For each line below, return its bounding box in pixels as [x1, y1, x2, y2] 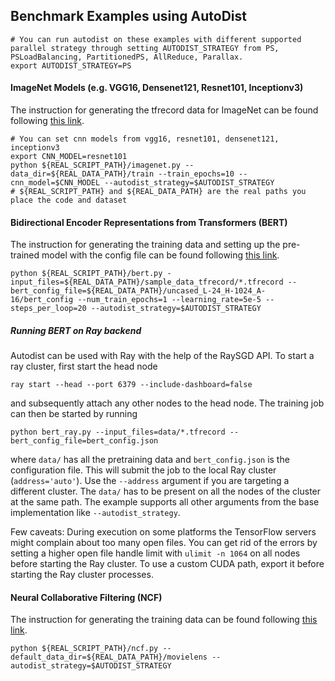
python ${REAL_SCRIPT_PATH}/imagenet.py [10, 160, 182, 171]
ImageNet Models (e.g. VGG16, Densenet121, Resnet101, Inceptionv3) [10, 82, 304, 94]
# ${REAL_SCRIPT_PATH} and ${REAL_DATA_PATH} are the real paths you [10, 187, 307, 197]
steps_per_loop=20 [10, 304, 87, 314]
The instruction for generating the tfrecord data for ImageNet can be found [10, 104, 319, 116]
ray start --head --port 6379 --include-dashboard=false [10, 380, 253, 390]
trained [10, 249, 40, 261]
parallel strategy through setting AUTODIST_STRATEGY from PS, [10, 43, 280, 53]
